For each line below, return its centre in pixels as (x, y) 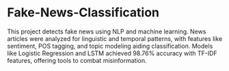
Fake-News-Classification (83, 13)
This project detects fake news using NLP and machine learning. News (107, 31)
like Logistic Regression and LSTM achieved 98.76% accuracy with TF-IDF (112, 53)
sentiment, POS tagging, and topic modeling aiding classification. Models (110, 46)
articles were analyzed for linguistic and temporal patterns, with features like (115, 38)
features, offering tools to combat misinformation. (77, 60)
